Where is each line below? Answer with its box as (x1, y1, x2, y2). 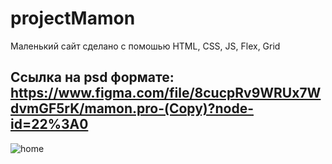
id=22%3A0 (10, 116, 89, 133)
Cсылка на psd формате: (10, 69, 175, 86)
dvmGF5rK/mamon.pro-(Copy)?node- (10, 100, 254, 117)
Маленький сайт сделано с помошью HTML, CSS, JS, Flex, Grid (10, 40, 281, 52)
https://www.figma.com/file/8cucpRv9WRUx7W (10, 85, 322, 102)
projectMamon (10, 7, 136, 30)
